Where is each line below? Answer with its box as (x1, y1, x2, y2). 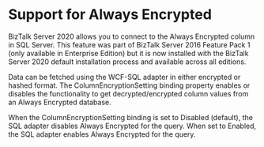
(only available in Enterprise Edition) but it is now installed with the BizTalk (8, 48, 249, 58)
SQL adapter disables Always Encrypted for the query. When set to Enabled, (8, 121, 257, 130)
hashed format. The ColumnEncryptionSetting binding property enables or (8, 81, 251, 90)
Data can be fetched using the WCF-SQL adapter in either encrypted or (8, 72, 241, 81)
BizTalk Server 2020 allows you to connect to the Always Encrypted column (8, 32, 255, 41)
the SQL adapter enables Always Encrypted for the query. (8, 129, 196, 139)
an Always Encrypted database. (8, 97, 112, 107)
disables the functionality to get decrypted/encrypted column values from (8, 89, 249, 98)
